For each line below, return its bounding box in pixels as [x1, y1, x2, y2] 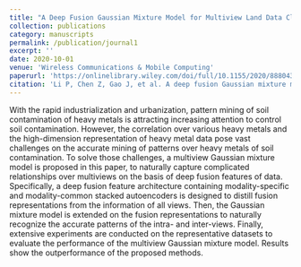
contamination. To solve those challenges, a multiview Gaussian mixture [9, 151, 275, 162]
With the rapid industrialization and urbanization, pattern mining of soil [9, 104, 270, 115]
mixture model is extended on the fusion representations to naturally [9, 209, 262, 220]
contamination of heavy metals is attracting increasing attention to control [9, 114, 282, 125]
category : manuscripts [9, 30, 94, 39]
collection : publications [9, 22, 106, 30]
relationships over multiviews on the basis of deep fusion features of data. [9, 171, 284, 182]
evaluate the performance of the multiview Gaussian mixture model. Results [9, 237, 289, 248]
